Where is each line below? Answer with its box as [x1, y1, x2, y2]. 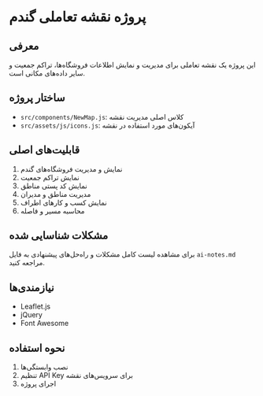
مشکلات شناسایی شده [9, 229, 109, 242]
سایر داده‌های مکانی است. [9, 68, 86, 78]
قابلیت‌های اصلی [9, 143, 80, 157]
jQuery [20, 310, 43, 320]
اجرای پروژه [20, 379, 57, 389]
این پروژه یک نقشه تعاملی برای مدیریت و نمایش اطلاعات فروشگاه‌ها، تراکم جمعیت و [9, 60, 256, 69]
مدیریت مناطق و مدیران [20, 189, 91, 198]
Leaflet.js [20, 302, 51, 311]
